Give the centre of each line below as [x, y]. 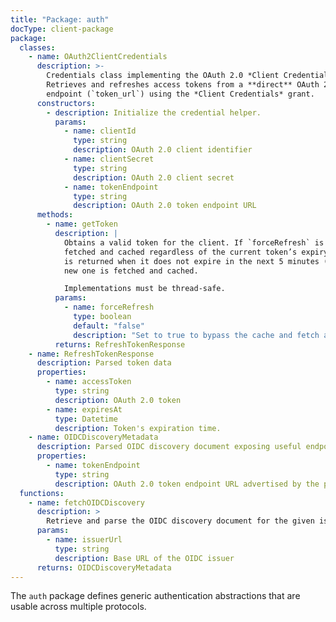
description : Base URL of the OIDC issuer [144, 558]
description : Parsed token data [104, 363]
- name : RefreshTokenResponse [91, 354]
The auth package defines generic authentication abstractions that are [155, 596]
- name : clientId [100, 131]
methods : [55, 215]
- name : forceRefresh [109, 307]
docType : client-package [62, 29]
